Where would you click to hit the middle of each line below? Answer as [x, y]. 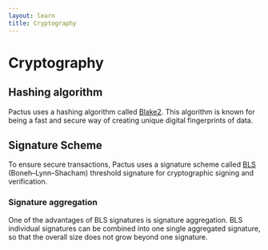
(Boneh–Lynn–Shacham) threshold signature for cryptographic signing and [131, 173]
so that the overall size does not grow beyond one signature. [108, 236]
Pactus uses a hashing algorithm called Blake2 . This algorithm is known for [132, 111]
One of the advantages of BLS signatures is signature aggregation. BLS [126, 220]
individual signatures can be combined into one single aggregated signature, [134, 228]
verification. [28, 182]
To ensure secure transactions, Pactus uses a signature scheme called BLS [132, 164]
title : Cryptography [43, 23]
